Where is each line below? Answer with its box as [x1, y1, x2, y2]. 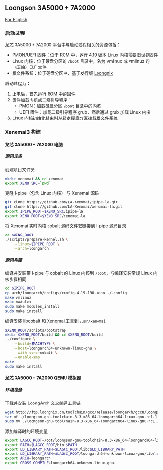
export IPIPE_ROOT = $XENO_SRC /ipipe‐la [5, 209, 83, 214]
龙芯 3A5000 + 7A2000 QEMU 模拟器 [5, 375, 81, 381]
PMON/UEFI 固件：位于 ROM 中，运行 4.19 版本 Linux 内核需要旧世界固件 [12, 52, 158, 58]
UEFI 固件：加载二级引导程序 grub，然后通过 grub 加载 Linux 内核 [19, 109, 150, 115]
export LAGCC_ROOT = [5, 438, 45, 443]
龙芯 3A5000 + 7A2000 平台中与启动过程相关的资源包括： [5, 42, 121, 48]
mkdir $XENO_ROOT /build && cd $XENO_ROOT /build [5, 332, 103, 337]
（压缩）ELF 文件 [12, 64, 47, 70]
